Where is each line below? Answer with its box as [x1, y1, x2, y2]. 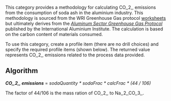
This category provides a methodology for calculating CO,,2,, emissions [5, 5, 156, 10]
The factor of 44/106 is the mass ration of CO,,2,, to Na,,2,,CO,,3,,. [5, 90, 144, 96]
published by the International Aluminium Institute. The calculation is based [5, 26, 163, 32]
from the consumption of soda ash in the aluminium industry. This [5, 10, 143, 16]
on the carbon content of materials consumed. [5, 31, 103, 37]
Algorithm [5, 66, 38, 75]
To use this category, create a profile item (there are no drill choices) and [5, 41, 159, 47]
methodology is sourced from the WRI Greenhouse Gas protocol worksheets [5, 15, 166, 21]
